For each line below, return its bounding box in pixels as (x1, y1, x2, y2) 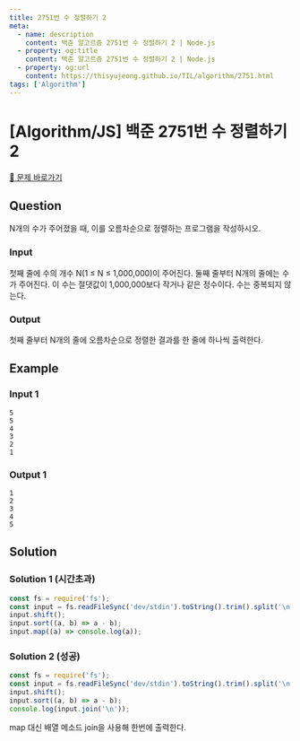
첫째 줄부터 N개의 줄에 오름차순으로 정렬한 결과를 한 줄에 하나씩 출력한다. (9, 334, 264, 345)
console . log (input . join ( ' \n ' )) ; (9, 704, 130, 713)
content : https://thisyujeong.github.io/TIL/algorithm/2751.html (25, 72, 275, 81)
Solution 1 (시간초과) (9, 573, 96, 586)
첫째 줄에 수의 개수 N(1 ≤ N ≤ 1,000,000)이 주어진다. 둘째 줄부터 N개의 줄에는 (9, 267, 280, 278)
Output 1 (9, 468, 47, 481)
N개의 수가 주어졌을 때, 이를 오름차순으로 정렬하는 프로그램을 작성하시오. (9, 223, 261, 234)
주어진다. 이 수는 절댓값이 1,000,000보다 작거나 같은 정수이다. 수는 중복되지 (18, 279, 282, 290)
